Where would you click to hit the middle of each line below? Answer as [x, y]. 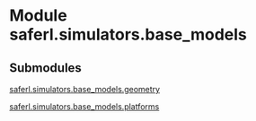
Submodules [46, 68]
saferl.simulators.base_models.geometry [84, 89]
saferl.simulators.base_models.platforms [84, 107]
